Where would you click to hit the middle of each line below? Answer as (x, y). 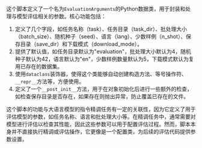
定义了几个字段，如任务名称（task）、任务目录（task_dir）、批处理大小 (101, 29)
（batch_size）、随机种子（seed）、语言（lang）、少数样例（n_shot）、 (100, 37)
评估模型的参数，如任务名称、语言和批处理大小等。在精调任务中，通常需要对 (101, 117)
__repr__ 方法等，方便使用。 (50, 81)
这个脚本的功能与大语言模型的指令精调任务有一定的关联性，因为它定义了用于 (101, 109)
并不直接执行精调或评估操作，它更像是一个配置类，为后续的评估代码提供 (101, 132)
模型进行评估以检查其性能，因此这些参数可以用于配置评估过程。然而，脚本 (98, 124)
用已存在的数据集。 (39, 67)
